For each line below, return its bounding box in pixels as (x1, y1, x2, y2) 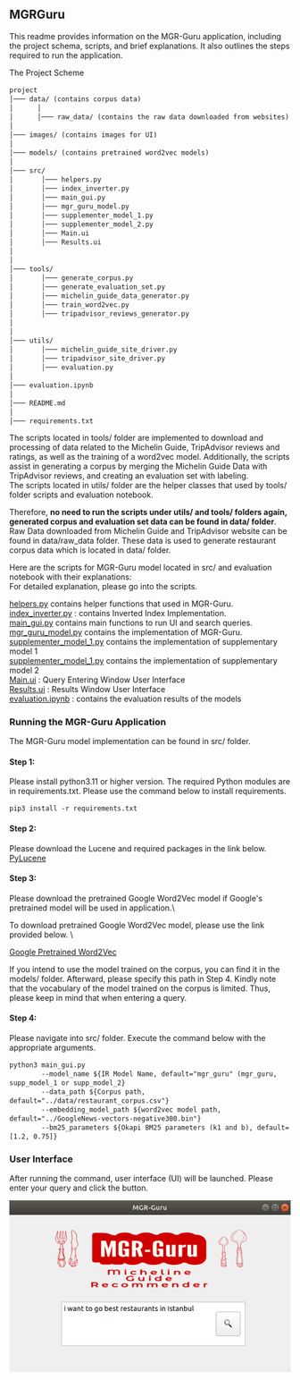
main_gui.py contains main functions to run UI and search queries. (9, 617, 253, 628)
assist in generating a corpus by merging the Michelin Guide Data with (9, 461, 268, 471)
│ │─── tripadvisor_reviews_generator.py (9, 309, 190, 318)
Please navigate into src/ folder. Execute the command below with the (9, 1032, 266, 1043)
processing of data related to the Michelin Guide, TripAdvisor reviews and (9, 442, 280, 453)
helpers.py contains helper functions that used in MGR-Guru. (9, 598, 234, 609)
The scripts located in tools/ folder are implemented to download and (9, 432, 263, 443)
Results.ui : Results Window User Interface (9, 683, 166, 694)
